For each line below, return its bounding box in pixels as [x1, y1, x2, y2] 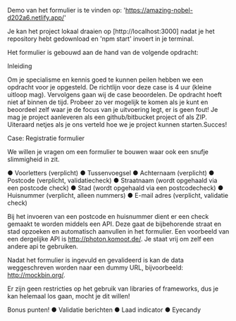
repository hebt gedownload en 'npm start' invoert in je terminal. [7, 34, 194, 43]
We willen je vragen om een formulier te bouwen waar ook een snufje [7, 148, 209, 156]
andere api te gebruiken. [7, 242, 79, 251]
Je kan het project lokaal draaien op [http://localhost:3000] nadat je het [7, 27, 215, 35]
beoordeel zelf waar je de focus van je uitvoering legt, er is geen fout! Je [7, 106, 218, 113]
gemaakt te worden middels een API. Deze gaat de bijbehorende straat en [7, 220, 222, 228]
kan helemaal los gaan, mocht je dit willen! [7, 292, 130, 300]
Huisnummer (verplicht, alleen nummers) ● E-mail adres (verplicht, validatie [7, 191, 229, 199]
